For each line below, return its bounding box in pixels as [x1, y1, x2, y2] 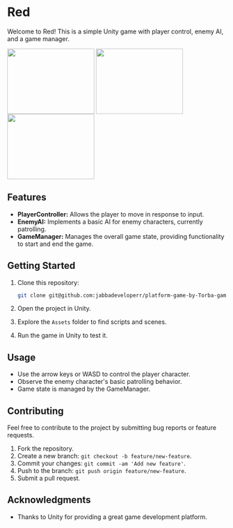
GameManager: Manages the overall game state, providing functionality [17, 232, 225, 240]
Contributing [7, 405, 64, 417]
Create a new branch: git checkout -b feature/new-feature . [17, 452, 192, 460]
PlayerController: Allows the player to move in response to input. [17, 210, 204, 218]
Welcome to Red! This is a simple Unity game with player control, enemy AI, [7, 27, 224, 36]
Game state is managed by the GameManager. [17, 385, 151, 394]
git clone [17, 292, 47, 299]
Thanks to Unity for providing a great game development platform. [17, 513, 207, 521]
